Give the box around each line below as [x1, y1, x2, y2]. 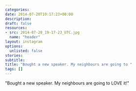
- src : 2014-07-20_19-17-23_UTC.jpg [5, 30, 80, 35]
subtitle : [5, 58, 25, 62]
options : [5, 44, 23, 49]
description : [5, 16, 32, 21]
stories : [5, 53, 23, 58]
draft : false [5, 21, 32, 26]
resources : [5, 26, 27, 30]
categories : [5, 7, 29, 12]
